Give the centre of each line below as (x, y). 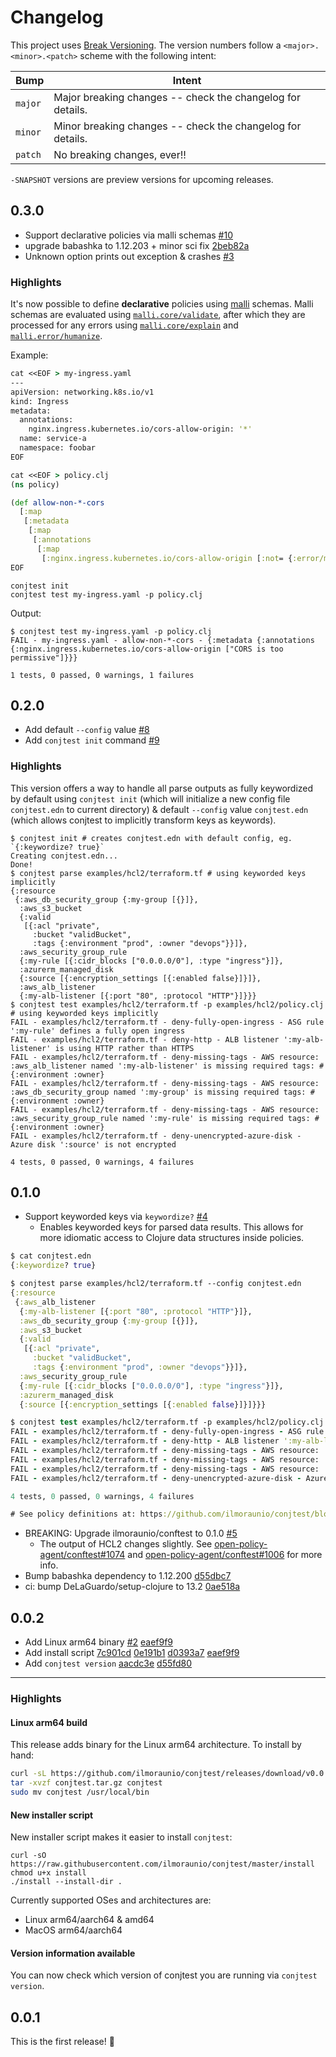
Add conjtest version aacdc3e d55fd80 (108, 1663)
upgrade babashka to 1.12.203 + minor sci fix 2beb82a (137, 245)
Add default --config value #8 (87, 730)
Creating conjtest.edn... (64, 856)
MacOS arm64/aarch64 (73, 1930)
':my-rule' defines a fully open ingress (98, 1031)
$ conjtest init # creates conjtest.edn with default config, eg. (151, 838)
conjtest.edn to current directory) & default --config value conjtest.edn (159, 809)
